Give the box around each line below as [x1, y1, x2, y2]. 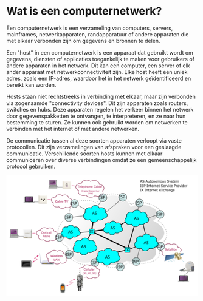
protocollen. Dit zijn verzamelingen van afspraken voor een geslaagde [6, 143, 182, 150]
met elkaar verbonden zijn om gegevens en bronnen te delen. [6, 37, 160, 44]
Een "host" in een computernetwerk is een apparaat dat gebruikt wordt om [6, 49, 193, 56]
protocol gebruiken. [6, 163, 56, 170]
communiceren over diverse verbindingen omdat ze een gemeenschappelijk [6, 156, 197, 163]
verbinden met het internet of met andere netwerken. [6, 125, 140, 132]
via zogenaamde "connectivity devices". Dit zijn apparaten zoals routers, [6, 99, 188, 107]
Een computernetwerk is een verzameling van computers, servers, [6, 24, 173, 32]
